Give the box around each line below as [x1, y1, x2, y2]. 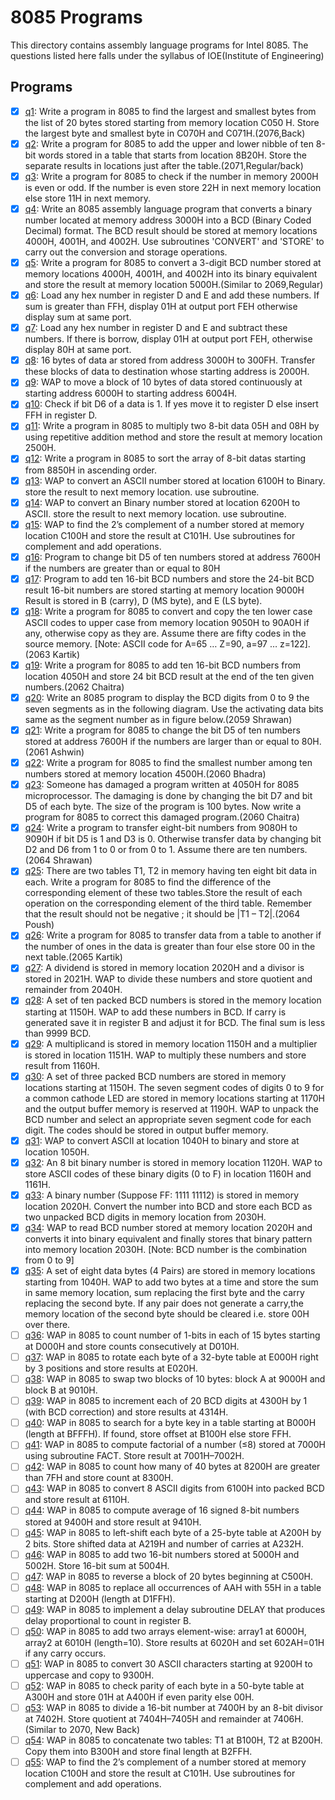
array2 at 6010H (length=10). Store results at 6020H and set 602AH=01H [24, 1636, 325, 1648]
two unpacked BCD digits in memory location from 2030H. [24, 1211, 267, 1223]
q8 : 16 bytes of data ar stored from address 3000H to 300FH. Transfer [24, 354, 316, 366]
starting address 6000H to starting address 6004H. [24, 387, 238, 400]
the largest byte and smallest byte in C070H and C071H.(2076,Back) [24, 127, 306, 139]
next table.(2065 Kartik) [24, 951, 123, 963]
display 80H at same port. [24, 344, 132, 356]
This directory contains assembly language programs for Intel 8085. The [10, 39, 309, 51]
